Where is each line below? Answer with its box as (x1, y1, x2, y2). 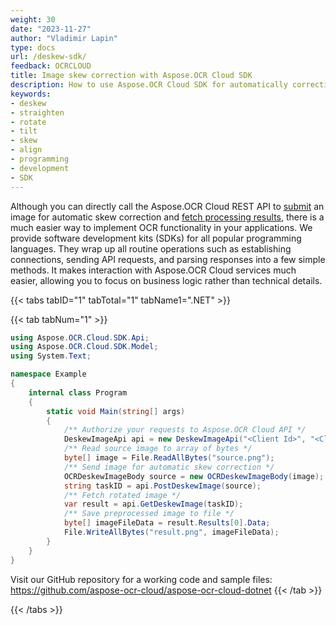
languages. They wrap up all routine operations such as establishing (10, 242, 292, 255)
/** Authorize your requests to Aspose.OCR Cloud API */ (63, 425, 307, 435)
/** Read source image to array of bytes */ (63, 444, 253, 454)
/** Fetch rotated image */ (63, 490, 182, 500)
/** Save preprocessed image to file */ (63, 509, 235, 519)
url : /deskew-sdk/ (10, 52, 87, 62)
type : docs (10, 42, 56, 53)
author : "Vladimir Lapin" (10, 33, 118, 43)
